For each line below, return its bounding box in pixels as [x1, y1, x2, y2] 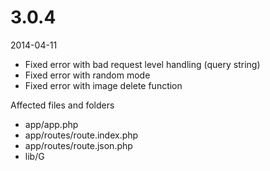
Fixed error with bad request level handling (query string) [24, 58, 261, 70]
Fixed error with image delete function [24, 79, 183, 91]
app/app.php [24, 118, 79, 130]
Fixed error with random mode [24, 69, 151, 81]
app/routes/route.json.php [24, 139, 133, 151]
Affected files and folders [10, 99, 115, 111]
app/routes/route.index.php [24, 129, 139, 141]
